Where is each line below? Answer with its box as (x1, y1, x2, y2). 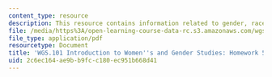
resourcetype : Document (8, 42, 89, 50)
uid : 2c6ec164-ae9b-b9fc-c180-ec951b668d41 (8, 57, 158, 65)
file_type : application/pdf (8, 34, 104, 43)
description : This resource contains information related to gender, (8, 19, 249, 27)
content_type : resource (8, 11, 89, 20)
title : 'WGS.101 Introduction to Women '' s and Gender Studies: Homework (8, 49, 259, 57)
